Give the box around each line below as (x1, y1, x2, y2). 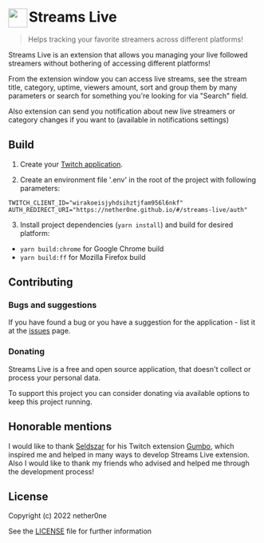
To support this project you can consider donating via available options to (8, 388, 250, 397)
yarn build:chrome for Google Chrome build (19, 244, 164, 254)
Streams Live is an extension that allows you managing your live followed (8, 50, 249, 59)
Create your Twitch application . (19, 159, 124, 169)
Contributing (8, 276, 73, 289)
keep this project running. (8, 397, 93, 406)
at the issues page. (8, 326, 71, 336)
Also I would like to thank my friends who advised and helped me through (8, 458, 250, 468)
